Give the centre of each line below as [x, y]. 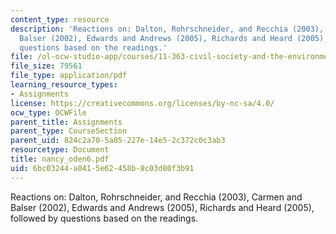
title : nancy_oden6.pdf [60, 159]
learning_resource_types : [64, 85]
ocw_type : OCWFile [48, 112]
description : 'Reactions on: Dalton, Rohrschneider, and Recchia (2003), [167, 29]
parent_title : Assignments [66, 122]
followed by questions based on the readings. [104, 218]
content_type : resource [60, 19]
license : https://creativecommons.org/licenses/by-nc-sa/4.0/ [142, 103]
